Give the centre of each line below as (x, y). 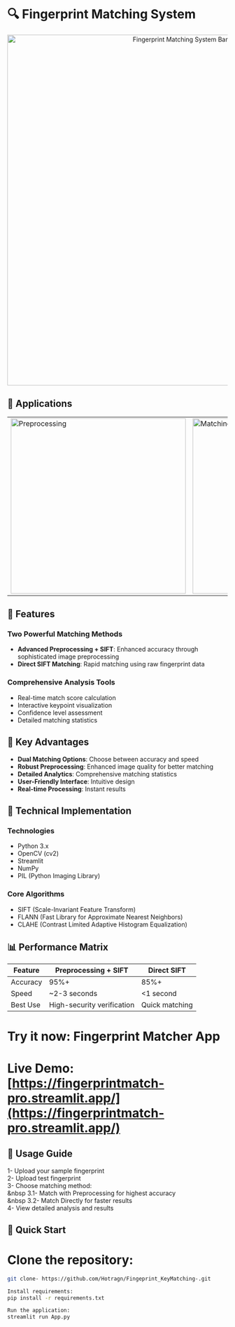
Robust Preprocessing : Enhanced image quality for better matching (115, 767)
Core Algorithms (36, 894)
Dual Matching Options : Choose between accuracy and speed (108, 759)
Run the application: (39, 1311)
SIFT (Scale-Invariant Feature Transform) (77, 909)
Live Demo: (41, 1068)
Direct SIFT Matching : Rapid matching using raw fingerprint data (111, 664)
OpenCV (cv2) (38, 854)
